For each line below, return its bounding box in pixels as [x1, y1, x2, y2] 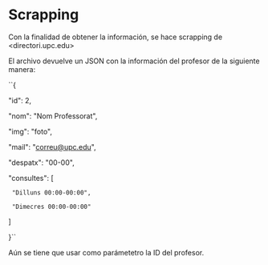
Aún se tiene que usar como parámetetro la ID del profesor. [8, 247, 205, 257]
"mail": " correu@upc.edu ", [8, 142, 96, 151]
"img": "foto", [8, 126, 52, 136]
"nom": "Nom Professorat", [8, 110, 98, 121]
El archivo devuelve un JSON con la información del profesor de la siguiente [8, 56, 260, 66]
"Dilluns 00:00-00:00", [11, 188, 91, 197]
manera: [8, 64, 36, 74]
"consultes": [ [8, 173, 54, 183]
